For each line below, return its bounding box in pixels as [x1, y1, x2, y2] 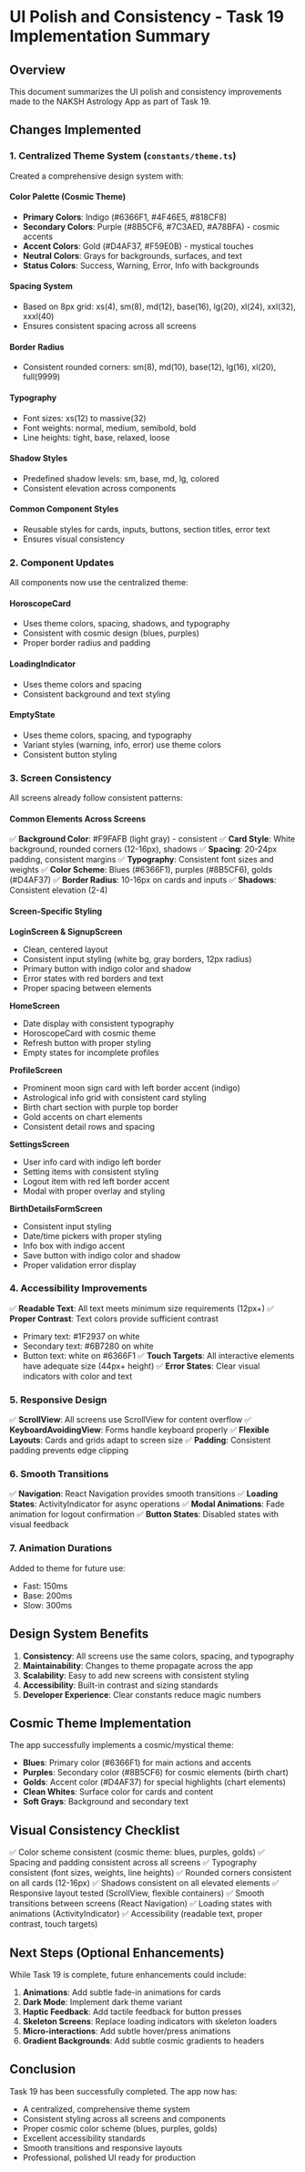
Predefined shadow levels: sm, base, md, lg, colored [22, 472, 220, 484]
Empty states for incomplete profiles [22, 1047, 159, 1058]
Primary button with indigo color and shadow [22, 963, 192, 974]
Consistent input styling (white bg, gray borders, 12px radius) [22, 953, 252, 964]
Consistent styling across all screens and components [22, 2113, 226, 2124]
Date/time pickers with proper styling [22, 1230, 162, 1241]
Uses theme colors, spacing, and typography [22, 729, 193, 740]
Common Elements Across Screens [9, 813, 147, 824]
